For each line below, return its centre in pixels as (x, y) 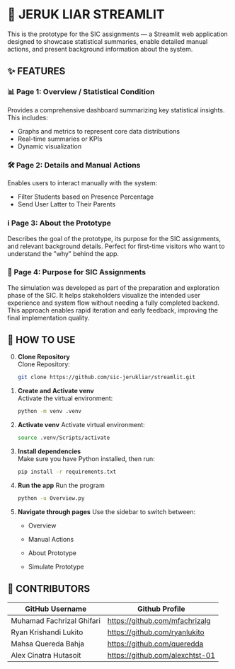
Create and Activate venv (56, 391)
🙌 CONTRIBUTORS (49, 589)
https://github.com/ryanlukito (156, 632)
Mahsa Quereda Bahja (48, 644)
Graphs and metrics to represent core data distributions (99, 131)
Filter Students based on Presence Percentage (86, 197)
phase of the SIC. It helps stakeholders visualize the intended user (104, 295)
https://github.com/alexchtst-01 (161, 655)
